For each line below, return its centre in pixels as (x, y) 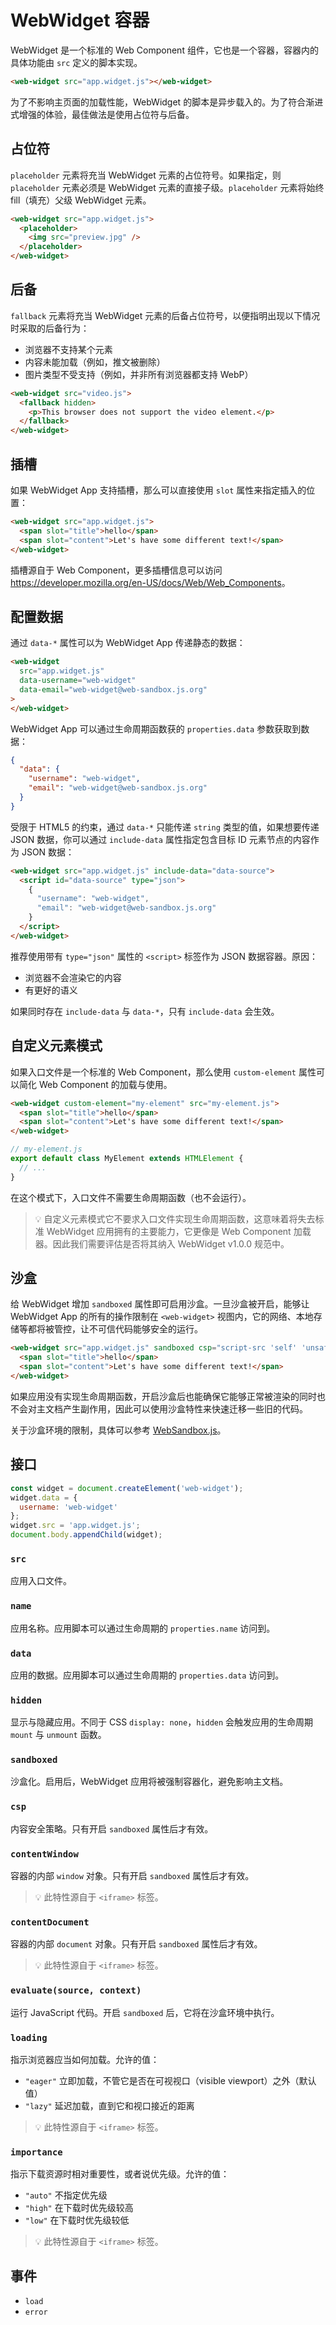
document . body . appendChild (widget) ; (86, 1535)
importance (36, 2152)
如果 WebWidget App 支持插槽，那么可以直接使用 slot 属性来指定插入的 (158, 490)
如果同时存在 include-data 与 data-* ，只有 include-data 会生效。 (145, 1011)
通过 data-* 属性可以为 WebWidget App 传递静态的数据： (128, 643)
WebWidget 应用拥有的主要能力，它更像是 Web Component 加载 (179, 1231)
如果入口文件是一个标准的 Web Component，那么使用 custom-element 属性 (163, 1072)
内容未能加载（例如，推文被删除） (95, 362)
